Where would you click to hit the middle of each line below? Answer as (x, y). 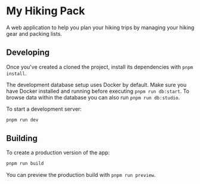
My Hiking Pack (46, 11)
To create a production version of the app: (58, 152)
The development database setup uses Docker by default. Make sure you (96, 85)
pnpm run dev (22, 120)
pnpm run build (25, 164)
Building (22, 138)
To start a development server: (44, 109)
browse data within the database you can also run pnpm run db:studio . (93, 97)
